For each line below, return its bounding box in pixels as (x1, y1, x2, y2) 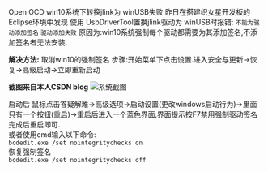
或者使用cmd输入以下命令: (8, 130, 96, 140)
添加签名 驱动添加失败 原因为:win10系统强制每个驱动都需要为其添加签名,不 (14, 28, 251, 37)
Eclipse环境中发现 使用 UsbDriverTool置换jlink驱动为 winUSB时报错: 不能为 (8, 17, 254, 27)
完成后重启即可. (8, 120, 61, 129)
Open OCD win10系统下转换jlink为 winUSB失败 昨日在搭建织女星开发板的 (8, 7, 251, 16)
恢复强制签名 (8, 147, 51, 157)
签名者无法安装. (15, 37, 68, 47)
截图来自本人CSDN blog (8, 82, 89, 92)
